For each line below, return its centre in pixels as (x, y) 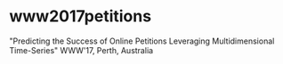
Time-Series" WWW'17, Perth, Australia (81, 50)
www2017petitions (81, 16)
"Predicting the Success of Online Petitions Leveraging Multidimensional (142, 41)
